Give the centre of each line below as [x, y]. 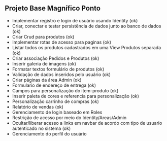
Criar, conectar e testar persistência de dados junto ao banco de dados [87, 26]
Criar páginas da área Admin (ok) [47, 80]
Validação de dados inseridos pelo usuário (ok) [61, 74]
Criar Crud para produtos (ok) [43, 37]
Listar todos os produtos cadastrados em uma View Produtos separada [87, 47]
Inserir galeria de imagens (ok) [44, 63]
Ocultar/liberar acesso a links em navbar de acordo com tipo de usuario [87, 123]
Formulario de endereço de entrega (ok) [54, 85]
